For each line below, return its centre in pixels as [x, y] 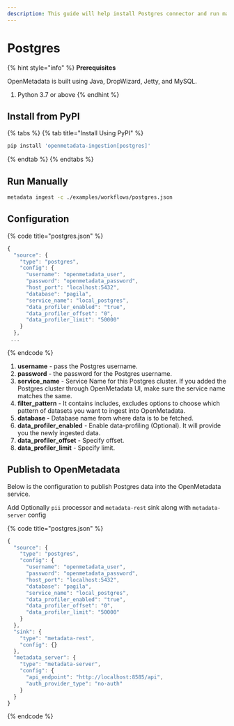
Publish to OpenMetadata [64, 470]
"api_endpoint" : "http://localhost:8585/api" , [94, 677]
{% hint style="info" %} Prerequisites [62, 68]
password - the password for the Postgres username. [95, 373]
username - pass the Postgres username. [77, 366]
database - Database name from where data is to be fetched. [105, 418]
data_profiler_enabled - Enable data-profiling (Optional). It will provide [119, 425]
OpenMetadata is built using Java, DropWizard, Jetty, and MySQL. [102, 81]
